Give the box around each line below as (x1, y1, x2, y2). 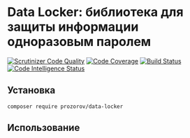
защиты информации (7, 19, 139, 35)
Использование (7, 122, 80, 134)
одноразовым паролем (7, 34, 152, 49)
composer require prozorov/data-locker (7, 102, 124, 110)
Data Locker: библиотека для (7, 4, 184, 20)
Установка (7, 84, 56, 96)
